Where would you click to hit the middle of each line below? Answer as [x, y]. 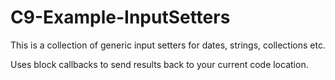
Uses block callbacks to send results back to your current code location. [159, 64]
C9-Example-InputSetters [120, 17]
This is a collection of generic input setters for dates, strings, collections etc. [168, 45]
